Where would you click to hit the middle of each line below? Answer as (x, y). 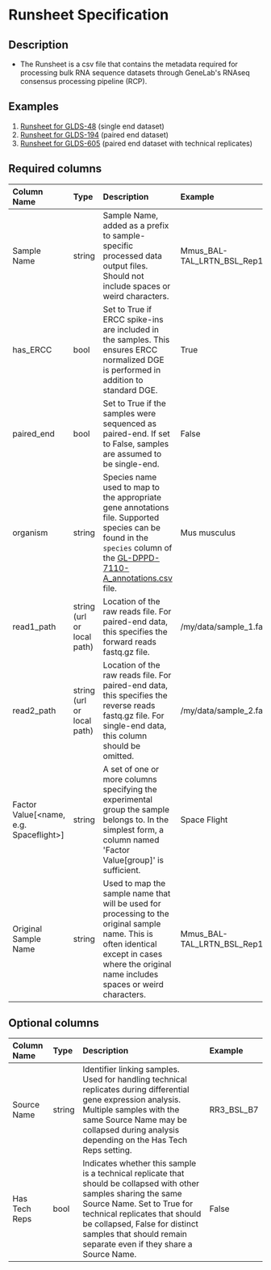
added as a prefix (136, 226)
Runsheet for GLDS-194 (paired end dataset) (94, 134)
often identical (130, 943)
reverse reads (129, 705)
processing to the (136, 913)
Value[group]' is (133, 860)
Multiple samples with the (131, 1110)
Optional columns (54, 1023)
